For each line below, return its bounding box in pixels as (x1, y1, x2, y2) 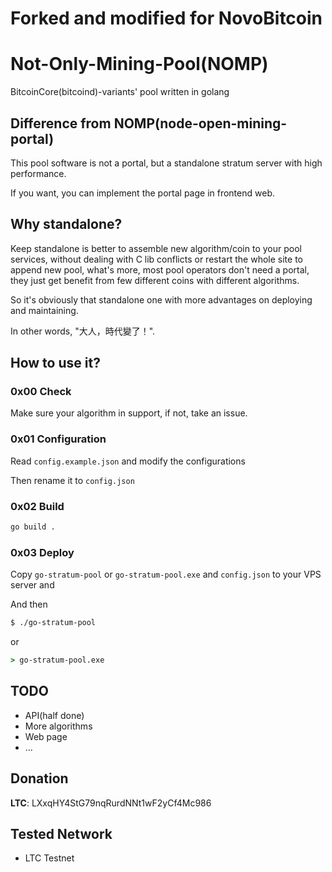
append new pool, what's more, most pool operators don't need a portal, (10, 263, 310, 276)
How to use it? (10, 355, 101, 372)
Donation (10, 770, 69, 787)
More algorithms (24, 720, 93, 732)
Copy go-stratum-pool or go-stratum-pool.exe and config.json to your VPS (10, 568, 322, 581)
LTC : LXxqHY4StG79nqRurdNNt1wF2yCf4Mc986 (10, 797, 212, 809)
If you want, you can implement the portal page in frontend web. (10, 187, 275, 199)
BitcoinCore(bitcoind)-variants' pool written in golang (10, 86, 230, 98)
